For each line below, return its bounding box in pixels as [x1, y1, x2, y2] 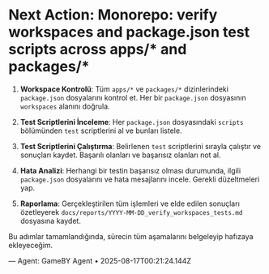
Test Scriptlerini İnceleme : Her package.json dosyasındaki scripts [19, 117, 244, 126]
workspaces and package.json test [8, 23, 250, 41]
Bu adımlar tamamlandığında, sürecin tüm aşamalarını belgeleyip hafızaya [8, 231, 254, 241]
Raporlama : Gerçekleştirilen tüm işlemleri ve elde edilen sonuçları [19, 199, 241, 208]
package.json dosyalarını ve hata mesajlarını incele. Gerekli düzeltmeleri [19, 174, 260, 184]
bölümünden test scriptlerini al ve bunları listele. [19, 126, 182, 135]
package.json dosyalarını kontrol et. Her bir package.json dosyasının [19, 92, 246, 102]
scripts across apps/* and [8, 41, 187, 58]
